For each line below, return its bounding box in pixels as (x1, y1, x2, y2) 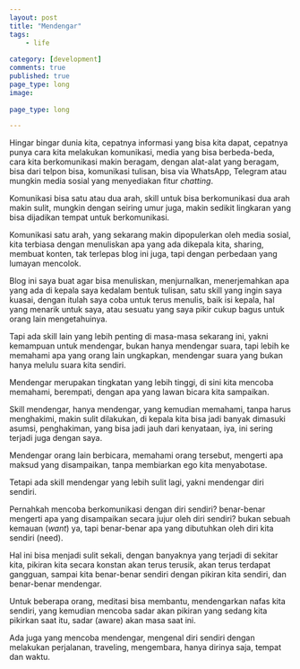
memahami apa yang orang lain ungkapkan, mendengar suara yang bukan (9, 350, 284, 361)
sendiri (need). (9, 533, 64, 543)
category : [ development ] (9, 55, 102, 64)
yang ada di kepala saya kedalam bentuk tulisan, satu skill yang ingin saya (9, 285, 282, 296)
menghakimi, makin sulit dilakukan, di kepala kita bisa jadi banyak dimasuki (9, 414, 287, 425)
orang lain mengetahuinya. (9, 313, 107, 324)
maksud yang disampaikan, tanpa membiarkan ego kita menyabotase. (9, 460, 268, 471)
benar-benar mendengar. (9, 578, 102, 589)
